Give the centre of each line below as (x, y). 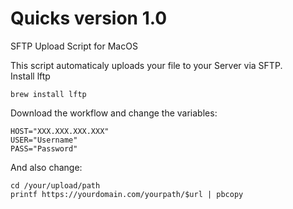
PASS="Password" (44, 148)
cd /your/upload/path (55, 185)
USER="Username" (44, 140)
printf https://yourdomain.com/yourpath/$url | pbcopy (127, 194)
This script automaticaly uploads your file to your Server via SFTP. (146, 65)
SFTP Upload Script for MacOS (74, 46)
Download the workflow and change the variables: (114, 113)
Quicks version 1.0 (89, 18)
